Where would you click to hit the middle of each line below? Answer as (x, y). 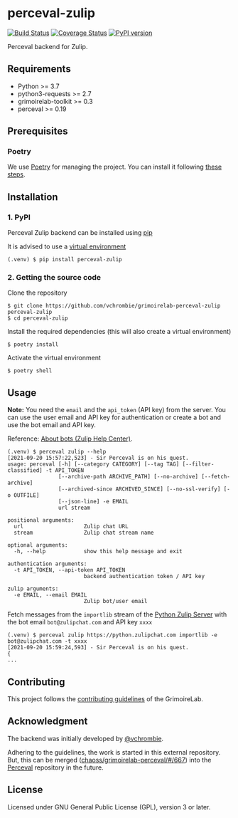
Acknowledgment (48, 722)
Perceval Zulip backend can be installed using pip (80, 233)
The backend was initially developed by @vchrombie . (86, 738)
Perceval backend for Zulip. (48, 46)
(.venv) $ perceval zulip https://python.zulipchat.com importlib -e (113, 635)
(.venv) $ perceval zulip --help (57, 452)
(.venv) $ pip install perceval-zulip (65, 260)
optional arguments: (38, 545)
